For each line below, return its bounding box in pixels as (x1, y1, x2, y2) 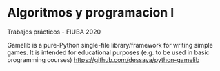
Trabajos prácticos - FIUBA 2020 (7, 28, 101, 36)
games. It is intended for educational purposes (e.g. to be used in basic (7, 48, 210, 57)
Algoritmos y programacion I (7, 5, 174, 21)
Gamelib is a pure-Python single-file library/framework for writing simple (7, 41, 214, 49)
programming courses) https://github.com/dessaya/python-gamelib (7, 55, 200, 63)
